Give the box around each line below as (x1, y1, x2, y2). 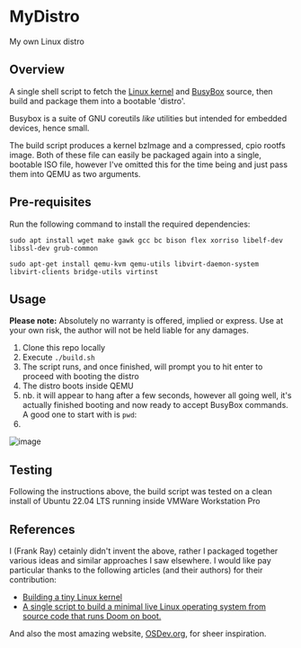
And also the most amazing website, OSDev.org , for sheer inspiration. (9, 628, 267, 639)
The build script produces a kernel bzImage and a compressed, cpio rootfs (9, 139, 286, 150)
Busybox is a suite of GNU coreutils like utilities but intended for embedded (9, 112, 288, 123)
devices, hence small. (9, 122, 90, 133)
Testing (9, 462, 53, 477)
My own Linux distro (9, 36, 85, 47)
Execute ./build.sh (22, 352, 96, 363)
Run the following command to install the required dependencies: (9, 218, 251, 229)
